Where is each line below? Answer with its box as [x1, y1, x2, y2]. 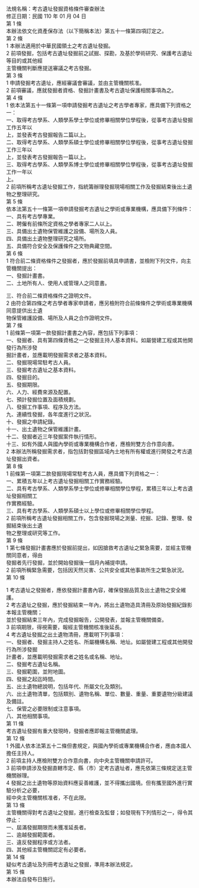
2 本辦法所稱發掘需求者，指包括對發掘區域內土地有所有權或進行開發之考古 [6, 448, 188, 455]
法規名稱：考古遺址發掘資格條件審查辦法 [6, 5, 105, 12]
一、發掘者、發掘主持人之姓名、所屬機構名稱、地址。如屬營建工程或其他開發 [6, 638, 193, 645]
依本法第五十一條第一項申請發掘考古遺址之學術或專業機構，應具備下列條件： [6, 205, 193, 212]
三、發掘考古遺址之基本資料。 [6, 367, 79, 373]
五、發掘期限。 [6, 381, 43, 388]
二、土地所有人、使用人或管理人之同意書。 [6, 279, 110, 287]
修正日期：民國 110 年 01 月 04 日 [6, 12, 87, 20]
